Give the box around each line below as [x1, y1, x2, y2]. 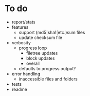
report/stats [11, 19, 36, 25]
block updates [26, 55, 55, 61]
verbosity [11, 39, 31, 45]
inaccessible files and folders [18, 76, 78, 82]
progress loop [18, 45, 47, 51]
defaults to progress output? [18, 65, 76, 71]
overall [26, 60, 40, 66]
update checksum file [18, 35, 63, 40]
